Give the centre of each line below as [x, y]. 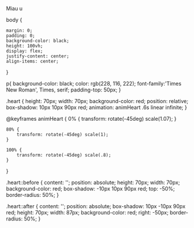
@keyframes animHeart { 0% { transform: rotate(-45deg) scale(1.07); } [91, 119]
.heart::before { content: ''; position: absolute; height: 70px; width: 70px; [93, 182]
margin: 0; [19, 30]
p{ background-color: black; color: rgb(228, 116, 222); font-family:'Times [94, 84]
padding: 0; [21, 36]
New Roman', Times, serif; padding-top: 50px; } [64, 90]
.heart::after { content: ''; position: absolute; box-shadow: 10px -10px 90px [96, 206]
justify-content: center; [38, 56]
